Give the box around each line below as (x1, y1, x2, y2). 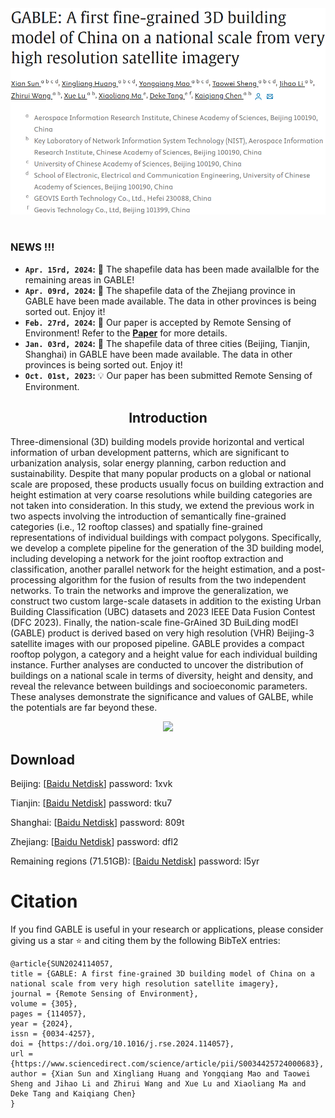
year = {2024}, (10, 1019, 74, 1029)
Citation (10, 890, 78, 913)
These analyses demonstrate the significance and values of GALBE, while (10, 691, 314, 703)
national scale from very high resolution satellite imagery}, (10, 979, 280, 989)
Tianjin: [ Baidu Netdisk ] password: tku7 (10, 797, 173, 809)
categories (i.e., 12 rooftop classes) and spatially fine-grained (10, 521, 263, 533)
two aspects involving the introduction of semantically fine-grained (10, 510, 287, 522)
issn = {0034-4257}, (10, 1029, 97, 1039)
